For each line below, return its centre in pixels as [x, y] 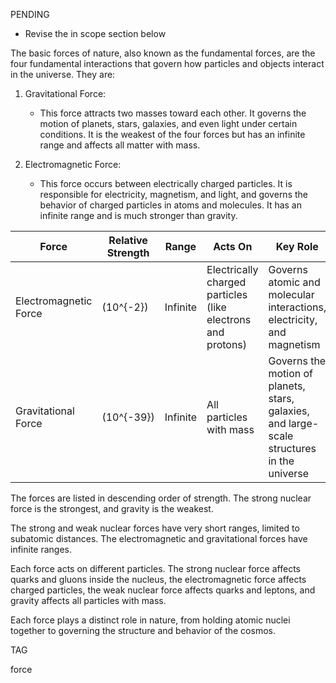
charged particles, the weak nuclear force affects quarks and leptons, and [163, 590]
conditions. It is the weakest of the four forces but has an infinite [172, 134]
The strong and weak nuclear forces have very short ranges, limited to [155, 528]
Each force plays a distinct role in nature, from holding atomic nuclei [150, 620]
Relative [128, 240]
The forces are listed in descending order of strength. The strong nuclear [161, 498]
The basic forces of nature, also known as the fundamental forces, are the [163, 53]
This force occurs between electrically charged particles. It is [166, 183]
